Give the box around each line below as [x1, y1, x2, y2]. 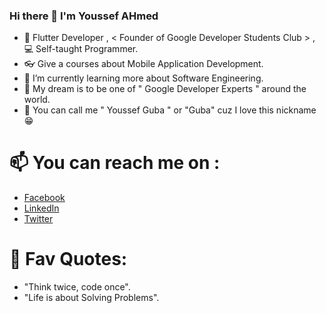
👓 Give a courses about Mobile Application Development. [23, 58, 264, 70]
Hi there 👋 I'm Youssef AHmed [9, 9, 159, 23]
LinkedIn [23, 202, 60, 214]
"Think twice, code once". [23, 281, 131, 293]
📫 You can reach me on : [9, 152, 221, 174]
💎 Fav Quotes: [9, 248, 128, 271]
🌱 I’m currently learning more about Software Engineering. [23, 72, 264, 84]
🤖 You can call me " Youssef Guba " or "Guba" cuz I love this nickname [23, 104, 317, 116]
